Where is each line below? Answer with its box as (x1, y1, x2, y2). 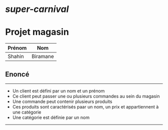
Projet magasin (5, 26, 69, 38)
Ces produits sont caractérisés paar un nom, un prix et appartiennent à (12, 103, 159, 109)
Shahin (7, 53, 24, 60)
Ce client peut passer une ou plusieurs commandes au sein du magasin (12, 93, 160, 99)
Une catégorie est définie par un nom (12, 114, 90, 120)
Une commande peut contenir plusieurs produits (12, 98, 112, 104)
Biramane (31, 53, 54, 60)
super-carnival (5, 3, 69, 15)
